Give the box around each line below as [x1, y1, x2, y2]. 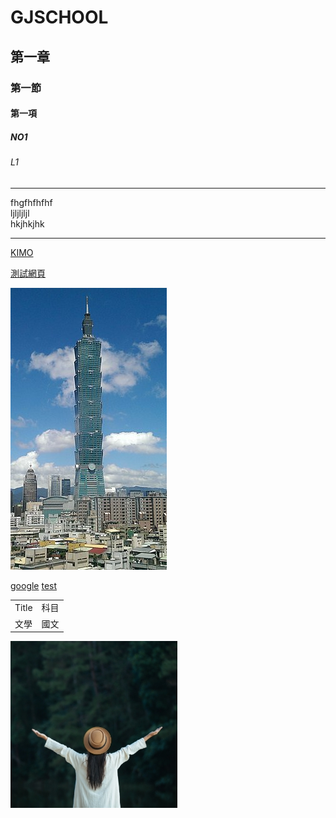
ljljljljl [10, 207, 30, 219]
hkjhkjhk [10, 217, 45, 230]
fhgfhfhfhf [10, 196, 53, 208]
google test [10, 579, 58, 591]
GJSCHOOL [10, 6, 109, 29]
